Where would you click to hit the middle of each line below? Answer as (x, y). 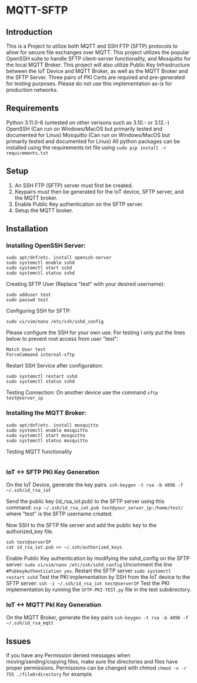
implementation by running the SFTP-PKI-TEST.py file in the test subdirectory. (99, 589)
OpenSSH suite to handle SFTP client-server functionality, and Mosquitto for (98, 59)
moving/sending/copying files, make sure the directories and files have (92, 662)
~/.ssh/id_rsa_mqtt (30, 623)
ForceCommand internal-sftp (41, 355)
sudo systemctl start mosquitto (46, 435)
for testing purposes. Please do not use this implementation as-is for (89, 84)
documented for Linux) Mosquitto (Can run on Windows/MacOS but (88, 135)
